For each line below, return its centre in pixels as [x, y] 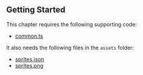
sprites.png [29, 65]
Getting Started [36, 10]
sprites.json [30, 59]
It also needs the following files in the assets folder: [70, 47]
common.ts [29, 36]
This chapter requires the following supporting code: [71, 24]
